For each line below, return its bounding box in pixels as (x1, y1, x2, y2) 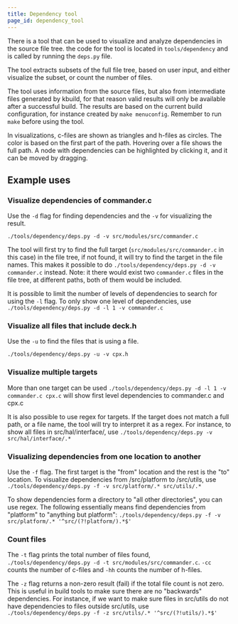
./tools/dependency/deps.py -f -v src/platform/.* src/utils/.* (7, 483, 202, 490)
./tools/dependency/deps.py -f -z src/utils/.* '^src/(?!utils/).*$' (7, 610, 218, 617)
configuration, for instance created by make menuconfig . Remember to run (7, 110, 222, 118)
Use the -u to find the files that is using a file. (7, 337, 139, 346)
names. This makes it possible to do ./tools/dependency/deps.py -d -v (7, 260, 216, 269)
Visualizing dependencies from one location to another (7, 451, 201, 461)
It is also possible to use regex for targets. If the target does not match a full (7, 412, 229, 421)
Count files (7, 534, 46, 544)
